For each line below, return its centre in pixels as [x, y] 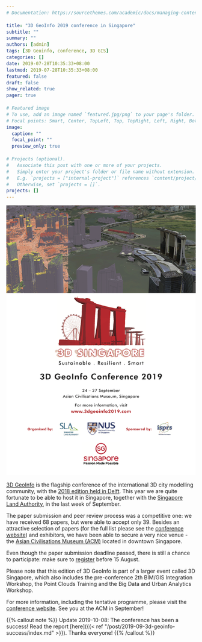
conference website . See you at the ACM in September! [75, 608]
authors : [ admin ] [28, 45]
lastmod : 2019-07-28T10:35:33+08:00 [52, 70]
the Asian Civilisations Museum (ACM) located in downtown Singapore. [94, 541]
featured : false [26, 76]
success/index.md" [30, 632]
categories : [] [25, 57]
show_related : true [31, 89]
